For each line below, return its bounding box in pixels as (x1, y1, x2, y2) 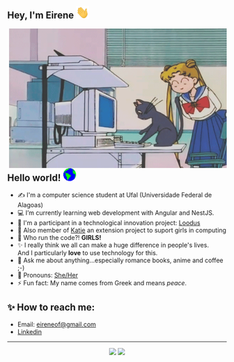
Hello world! (7, 172, 61, 183)
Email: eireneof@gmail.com (17, 320, 96, 329)
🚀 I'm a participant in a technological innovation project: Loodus (17, 218, 201, 227)
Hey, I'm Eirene (7, 10, 75, 22)
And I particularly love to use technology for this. (17, 248, 158, 257)
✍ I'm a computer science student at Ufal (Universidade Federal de (17, 190, 212, 199)
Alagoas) (17, 200, 44, 209)
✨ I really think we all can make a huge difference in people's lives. (17, 241, 209, 249)
